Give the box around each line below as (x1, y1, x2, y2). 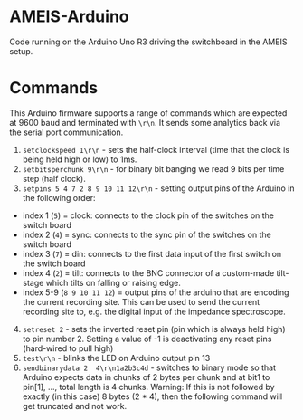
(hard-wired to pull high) (22, 342, 114, 354)
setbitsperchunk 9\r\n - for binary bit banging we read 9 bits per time (22, 163, 285, 174)
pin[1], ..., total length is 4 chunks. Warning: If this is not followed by (22, 381, 275, 392)
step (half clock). (22, 173, 86, 184)
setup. (9, 45, 33, 56)
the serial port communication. (9, 127, 124, 138)
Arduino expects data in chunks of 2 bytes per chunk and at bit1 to (22, 371, 270, 382)
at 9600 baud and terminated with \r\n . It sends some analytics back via (9, 117, 281, 128)
